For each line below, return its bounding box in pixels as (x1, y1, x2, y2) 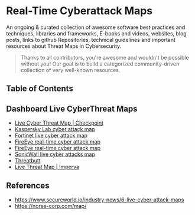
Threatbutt (14, 157, 41, 164)
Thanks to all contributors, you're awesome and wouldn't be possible (20, 54, 189, 61)
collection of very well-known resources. (20, 66, 121, 73)
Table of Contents (6, 84, 74, 94)
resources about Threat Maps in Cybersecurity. (6, 43, 122, 50)
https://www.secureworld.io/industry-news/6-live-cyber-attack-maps (14, 196, 184, 203)
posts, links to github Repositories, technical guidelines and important (6, 36, 176, 43)
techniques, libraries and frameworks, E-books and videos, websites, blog (6, 30, 187, 37)
